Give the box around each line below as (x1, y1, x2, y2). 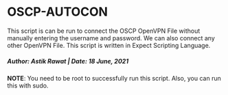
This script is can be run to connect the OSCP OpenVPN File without (7, 27, 201, 35)
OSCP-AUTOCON (7, 4, 109, 20)
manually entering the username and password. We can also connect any (7, 33, 215, 42)
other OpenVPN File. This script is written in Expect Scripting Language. (7, 41, 211, 49)
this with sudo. (7, 81, 49, 90)
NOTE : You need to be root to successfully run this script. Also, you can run (7, 74, 221, 82)
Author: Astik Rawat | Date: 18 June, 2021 (7, 57, 129, 65)
